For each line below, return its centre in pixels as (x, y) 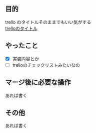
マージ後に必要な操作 (38, 83)
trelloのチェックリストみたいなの (46, 65)
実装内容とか (25, 59)
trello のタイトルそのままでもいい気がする (48, 22)
